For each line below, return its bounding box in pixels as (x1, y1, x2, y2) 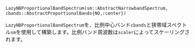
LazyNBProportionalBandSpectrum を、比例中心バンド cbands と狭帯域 (5, 21, 167, 28)
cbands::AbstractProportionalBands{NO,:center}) (5, 10, 126, 16)
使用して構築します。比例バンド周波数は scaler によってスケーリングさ (20, 29, 190, 35)
